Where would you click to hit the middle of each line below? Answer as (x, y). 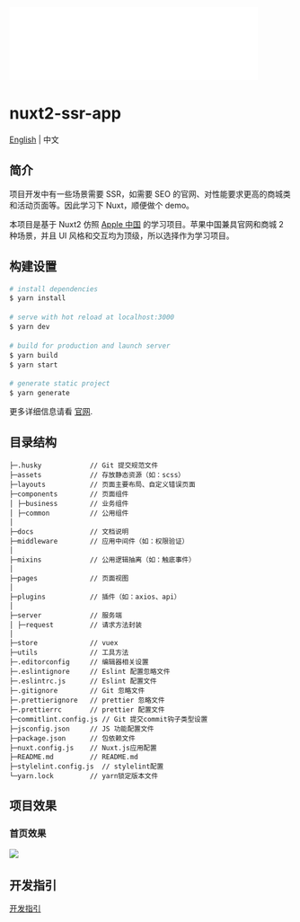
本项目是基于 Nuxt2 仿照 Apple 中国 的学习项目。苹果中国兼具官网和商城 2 (147, 224)
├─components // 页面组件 (69, 494)
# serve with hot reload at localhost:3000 (92, 317)
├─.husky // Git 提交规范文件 (84, 465)
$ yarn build (34, 355)
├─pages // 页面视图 (69, 578)
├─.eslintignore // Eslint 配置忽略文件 (90, 671)
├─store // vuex (64, 643)
